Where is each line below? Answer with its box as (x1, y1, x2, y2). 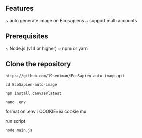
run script (5, 118, 26, 124)
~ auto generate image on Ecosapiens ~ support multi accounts (5, 17, 137, 23)
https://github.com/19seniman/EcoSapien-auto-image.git (5, 73, 125, 79)
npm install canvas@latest (5, 91, 62, 96)
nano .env (5, 100, 26, 105)
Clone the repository (5, 60, 72, 68)
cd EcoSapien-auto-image (5, 82, 57, 87)
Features (5, 4, 34, 13)
